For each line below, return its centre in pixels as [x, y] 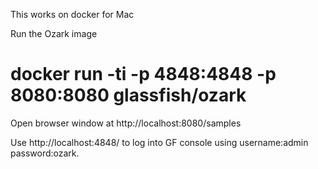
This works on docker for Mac [72, 14]
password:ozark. [45, 153]
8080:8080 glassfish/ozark [128, 95]
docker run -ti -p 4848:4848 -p [143, 74]
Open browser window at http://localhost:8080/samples [126, 123]
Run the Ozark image [54, 33]
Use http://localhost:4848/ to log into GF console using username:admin [159, 142]
